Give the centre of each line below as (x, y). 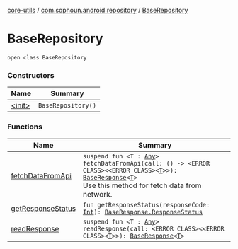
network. (97, 194)
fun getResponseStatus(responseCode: (146, 205)
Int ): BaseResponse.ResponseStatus (143, 212)
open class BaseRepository (47, 57)
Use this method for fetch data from (142, 185)
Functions (25, 127)
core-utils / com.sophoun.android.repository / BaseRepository (98, 10)
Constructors (31, 75)
